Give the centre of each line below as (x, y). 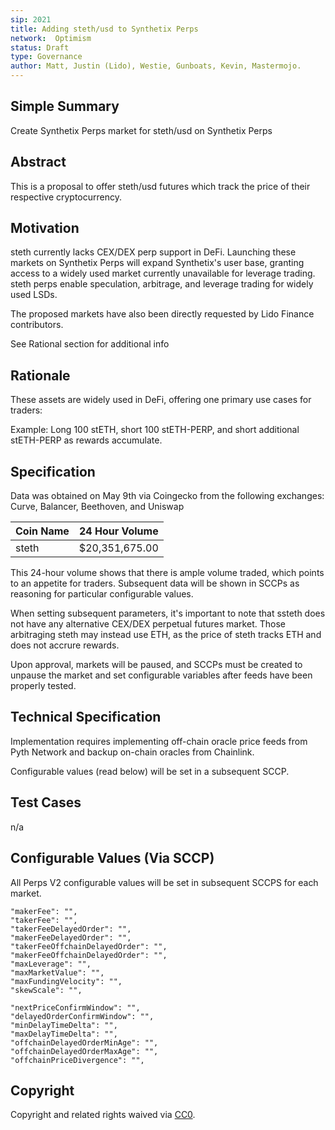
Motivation (45, 228)
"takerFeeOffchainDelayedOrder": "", (89, 946)
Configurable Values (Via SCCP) (112, 858)
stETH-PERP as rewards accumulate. (86, 440)
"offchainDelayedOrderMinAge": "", (84, 1042)
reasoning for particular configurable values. (102, 594)
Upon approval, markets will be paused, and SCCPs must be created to (156, 665)
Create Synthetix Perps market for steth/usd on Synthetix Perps (141, 130)
